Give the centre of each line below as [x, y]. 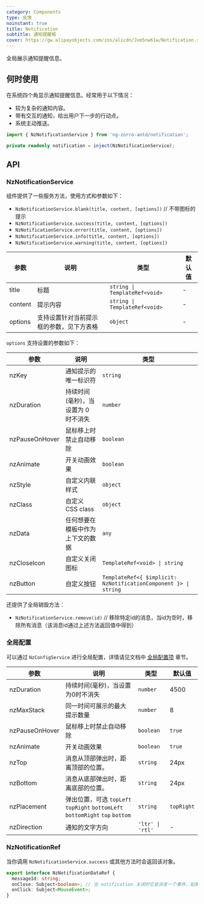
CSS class [80, 509]
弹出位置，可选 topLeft [98, 799]
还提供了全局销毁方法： [36, 605]
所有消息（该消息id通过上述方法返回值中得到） [79, 625]
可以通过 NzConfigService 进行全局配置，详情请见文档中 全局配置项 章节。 [99, 657]
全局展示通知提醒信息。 [36, 58]
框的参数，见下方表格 [68, 327]
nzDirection [26, 827]
